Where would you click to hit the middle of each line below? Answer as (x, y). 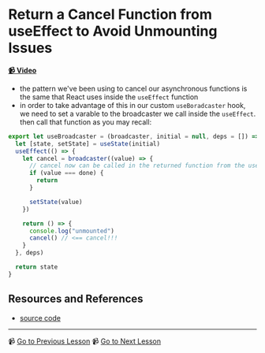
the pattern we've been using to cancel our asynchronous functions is (133, 88)
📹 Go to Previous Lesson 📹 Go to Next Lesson (85, 341)
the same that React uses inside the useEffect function (109, 97)
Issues (30, 48)
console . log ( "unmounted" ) (71, 231)
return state (37, 267)
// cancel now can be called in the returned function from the (137, 166)
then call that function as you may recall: (86, 122)
